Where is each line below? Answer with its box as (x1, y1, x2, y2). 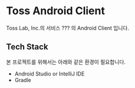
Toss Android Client (6, 4, 105, 18)
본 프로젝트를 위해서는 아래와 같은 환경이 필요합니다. (6, 58, 126, 66)
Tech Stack (6, 42, 48, 52)
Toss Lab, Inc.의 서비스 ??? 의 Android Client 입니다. (6, 24, 130, 31)
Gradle (14, 76, 31, 83)
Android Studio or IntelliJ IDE (14, 70, 85, 77)
